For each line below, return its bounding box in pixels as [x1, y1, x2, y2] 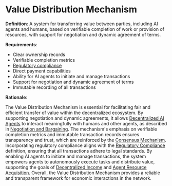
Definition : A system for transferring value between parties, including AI [5, 21, 158, 27]
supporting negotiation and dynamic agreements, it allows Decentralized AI [5, 115, 164, 121]
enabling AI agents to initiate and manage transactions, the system [5, 153, 146, 159]
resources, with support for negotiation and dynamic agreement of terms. [5, 31, 161, 38]
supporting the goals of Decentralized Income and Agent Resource [5, 164, 147, 170]
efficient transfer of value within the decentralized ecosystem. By [5, 109, 144, 116]
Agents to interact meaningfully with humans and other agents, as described [5, 120, 167, 126]
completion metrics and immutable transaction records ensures [5, 131, 140, 137]
